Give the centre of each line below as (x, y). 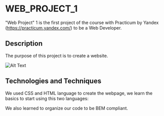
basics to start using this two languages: (47, 98)
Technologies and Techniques (53, 81)
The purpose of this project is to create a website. (57, 55)
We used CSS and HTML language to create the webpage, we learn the (79, 93)
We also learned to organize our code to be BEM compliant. (67, 108)
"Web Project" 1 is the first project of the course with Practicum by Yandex (82, 22)
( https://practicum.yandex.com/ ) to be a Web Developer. (63, 27)
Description (24, 44)
